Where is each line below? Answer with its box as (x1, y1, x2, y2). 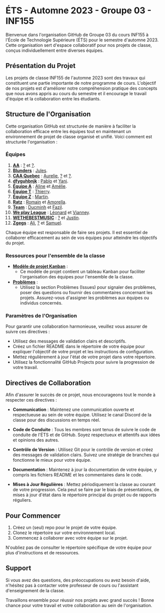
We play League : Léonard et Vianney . (12, 209, 90, 215)
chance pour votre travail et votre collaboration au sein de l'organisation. (5, 602, 153, 608)
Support (5, 564, 31, 573)
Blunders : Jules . (12, 168, 48, 173)
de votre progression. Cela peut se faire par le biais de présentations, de (12, 487, 160, 493)
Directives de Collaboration (5, 378, 91, 387)
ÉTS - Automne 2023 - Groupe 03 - (5, 5, 152, 16)
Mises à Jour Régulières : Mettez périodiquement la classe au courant (12, 481, 156, 487)
